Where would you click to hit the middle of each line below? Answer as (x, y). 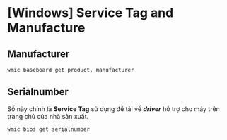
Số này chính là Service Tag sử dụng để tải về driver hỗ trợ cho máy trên (114, 109)
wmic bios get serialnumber (49, 129)
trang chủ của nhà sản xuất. (48, 116)
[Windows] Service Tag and (91, 13)
